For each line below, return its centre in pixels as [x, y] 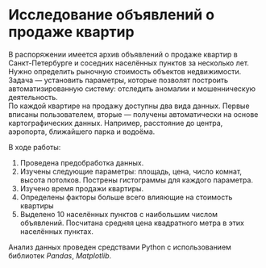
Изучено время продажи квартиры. [81, 188]
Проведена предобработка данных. [82, 162]
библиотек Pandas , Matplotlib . [60, 255]
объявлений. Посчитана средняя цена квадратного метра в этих [132, 223]
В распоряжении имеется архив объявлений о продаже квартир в [123, 54]
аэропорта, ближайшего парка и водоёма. [82, 132]
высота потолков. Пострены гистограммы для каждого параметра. [137, 180]
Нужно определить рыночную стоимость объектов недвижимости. [125, 71]
